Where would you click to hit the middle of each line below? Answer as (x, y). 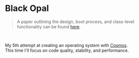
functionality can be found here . (49, 26)
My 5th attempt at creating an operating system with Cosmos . (66, 45)
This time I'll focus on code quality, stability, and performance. (67, 50)
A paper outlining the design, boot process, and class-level (76, 22)
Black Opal (27, 8)
